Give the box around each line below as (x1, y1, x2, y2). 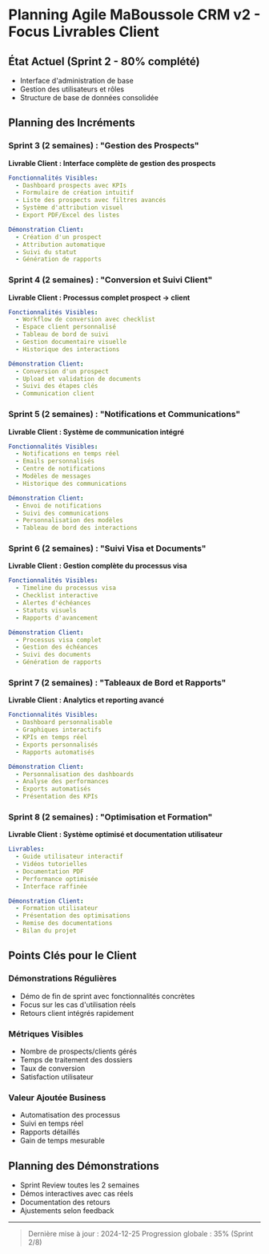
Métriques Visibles (8, 1028, 84, 1039)
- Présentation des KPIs (15, 792, 98, 801)
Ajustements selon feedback (19, 1206, 114, 1216)
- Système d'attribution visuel (15, 204, 124, 212)
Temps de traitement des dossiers (19, 1054, 133, 1064)
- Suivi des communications (15, 509, 110, 517)
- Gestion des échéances (15, 643, 98, 651)
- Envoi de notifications (15, 501, 102, 510)
